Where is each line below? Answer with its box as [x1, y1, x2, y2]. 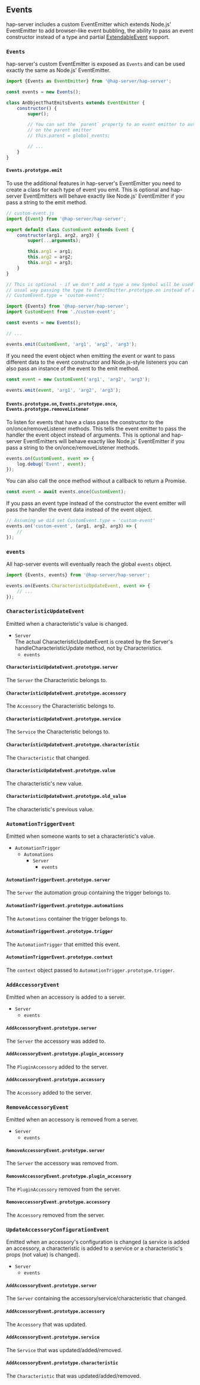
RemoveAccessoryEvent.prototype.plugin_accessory [6, 1174, 132, 1180]
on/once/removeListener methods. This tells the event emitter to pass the [6, 425, 186, 432]
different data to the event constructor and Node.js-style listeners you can [6, 358, 189, 366]
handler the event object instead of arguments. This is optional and [6, 431, 171, 438]
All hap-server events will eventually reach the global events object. [6, 560, 172, 567]
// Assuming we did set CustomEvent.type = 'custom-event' [6, 518, 156, 524]
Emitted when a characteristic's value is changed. [6, 620, 128, 627]
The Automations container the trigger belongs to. [6, 915, 127, 922]
